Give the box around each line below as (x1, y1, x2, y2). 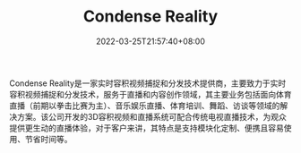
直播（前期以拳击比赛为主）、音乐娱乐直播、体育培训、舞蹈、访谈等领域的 (9, 100, 280, 111)
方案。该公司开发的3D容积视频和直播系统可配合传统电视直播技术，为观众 (16, 111, 287, 122)
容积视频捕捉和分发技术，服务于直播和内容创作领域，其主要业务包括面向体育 (9, 89, 292, 99)
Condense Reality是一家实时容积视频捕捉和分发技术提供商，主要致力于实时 (9, 78, 287, 89)
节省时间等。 (24, 133, 73, 144)
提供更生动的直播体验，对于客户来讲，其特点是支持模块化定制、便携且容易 (9, 123, 284, 133)
